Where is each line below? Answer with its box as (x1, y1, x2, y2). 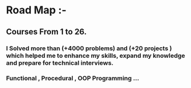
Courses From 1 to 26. (6, 27, 87, 37)
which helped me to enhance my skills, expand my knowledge (6, 51, 186, 59)
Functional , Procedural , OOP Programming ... (6, 74, 140, 82)
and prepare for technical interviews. (6, 59, 114, 67)
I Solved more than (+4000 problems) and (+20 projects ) (6, 44, 172, 52)
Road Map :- (6, 3, 67, 17)
